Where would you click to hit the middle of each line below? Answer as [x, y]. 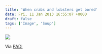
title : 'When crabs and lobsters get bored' [51, 10]
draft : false [18, 19]
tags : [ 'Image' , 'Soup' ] [31, 23]
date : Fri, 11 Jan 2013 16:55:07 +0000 [46, 14]
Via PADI [14, 47]
